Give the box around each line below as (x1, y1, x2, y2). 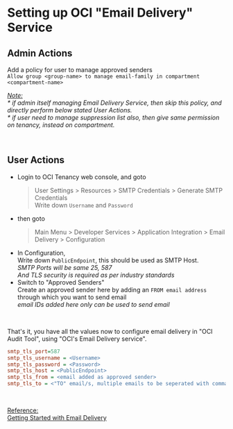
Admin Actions (7, 47, 73, 59)
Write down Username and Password (34, 201, 133, 209)
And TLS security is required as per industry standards (17, 271, 175, 279)
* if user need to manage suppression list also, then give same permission (7, 113, 220, 121)
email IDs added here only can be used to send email (17, 300, 170, 308)
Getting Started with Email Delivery (7, 414, 107, 422)
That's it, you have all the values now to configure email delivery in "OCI (7, 327, 213, 335)
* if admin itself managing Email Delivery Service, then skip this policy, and (7, 99, 222, 107)
